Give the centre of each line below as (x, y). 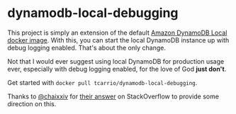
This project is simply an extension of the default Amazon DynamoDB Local (117, 33)
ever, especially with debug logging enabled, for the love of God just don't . (117, 69)
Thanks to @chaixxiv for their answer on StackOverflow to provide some (113, 96)
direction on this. (32, 103)
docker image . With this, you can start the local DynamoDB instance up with (118, 40)
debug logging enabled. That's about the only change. (87, 47)
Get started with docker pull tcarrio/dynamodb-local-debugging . (102, 82)
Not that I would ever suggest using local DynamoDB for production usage (116, 61)
